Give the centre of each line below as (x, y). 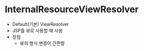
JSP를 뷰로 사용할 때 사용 (37, 30)
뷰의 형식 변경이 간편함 (42, 43)
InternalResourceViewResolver (72, 9)
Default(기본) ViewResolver (40, 24)
